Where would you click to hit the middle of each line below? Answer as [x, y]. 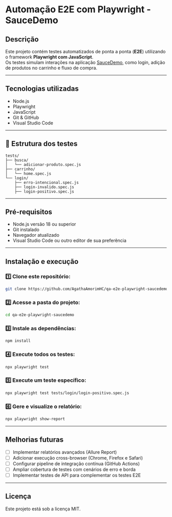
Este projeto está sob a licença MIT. [43, 509]
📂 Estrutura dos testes [41, 144]
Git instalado [26, 230]
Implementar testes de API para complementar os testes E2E [77, 475]
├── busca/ [17, 160]
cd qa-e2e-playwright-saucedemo [40, 315]
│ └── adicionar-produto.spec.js [43, 164]
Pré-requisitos [29, 212]
